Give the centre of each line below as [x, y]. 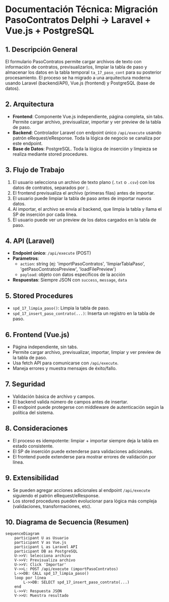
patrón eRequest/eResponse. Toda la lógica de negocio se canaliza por [87, 138]
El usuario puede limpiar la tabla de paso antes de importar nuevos [82, 198]
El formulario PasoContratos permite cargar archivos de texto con [73, 61]
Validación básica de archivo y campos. [54, 396]
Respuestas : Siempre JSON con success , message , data [70, 280]
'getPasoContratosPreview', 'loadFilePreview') [68, 269]
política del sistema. [33, 412]
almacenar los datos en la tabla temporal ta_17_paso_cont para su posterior [83, 72]
